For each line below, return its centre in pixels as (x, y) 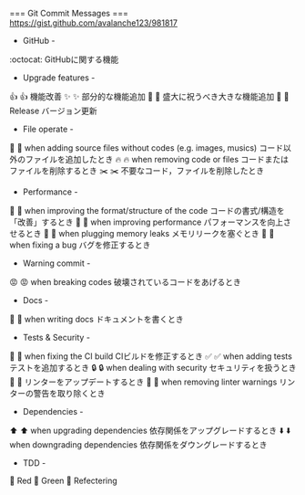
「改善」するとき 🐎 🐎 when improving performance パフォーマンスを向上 (147, 222)
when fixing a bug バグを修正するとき (80, 245)
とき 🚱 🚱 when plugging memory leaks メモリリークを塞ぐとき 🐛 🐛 (150, 233)
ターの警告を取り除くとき (57, 393)
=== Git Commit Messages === (69, 13)
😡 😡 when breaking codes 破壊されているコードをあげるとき (125, 282)
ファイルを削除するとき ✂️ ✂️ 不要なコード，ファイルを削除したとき (137, 171)
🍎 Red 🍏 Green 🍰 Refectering (64, 480)
